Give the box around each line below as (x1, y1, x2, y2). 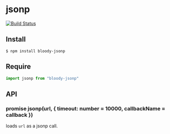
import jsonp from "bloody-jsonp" (6, 76, 79, 81)
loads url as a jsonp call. (6, 123, 58, 129)
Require (6, 62, 31, 71)
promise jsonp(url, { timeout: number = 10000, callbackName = (6, 105, 165, 112)
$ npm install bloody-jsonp (6, 48, 66, 54)
